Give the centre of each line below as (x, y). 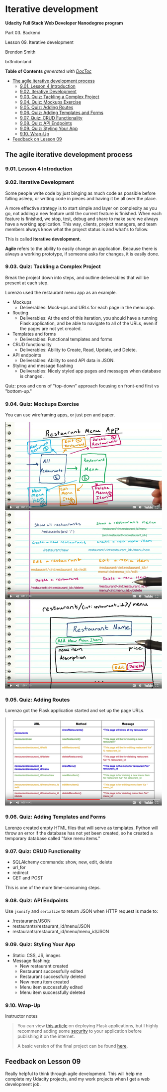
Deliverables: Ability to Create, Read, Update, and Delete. (78, 350)
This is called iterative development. (43, 239)
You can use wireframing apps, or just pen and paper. (60, 415)
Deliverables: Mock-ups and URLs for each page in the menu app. (87, 307)
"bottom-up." (19, 391)
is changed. (32, 376)
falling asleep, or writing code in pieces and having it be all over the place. (81, 198)
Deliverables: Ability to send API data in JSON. (67, 360)
